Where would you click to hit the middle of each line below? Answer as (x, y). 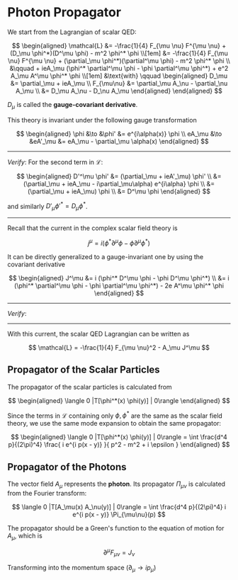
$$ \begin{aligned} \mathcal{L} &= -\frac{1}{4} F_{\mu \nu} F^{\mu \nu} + (119, 45)
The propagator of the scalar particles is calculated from (90, 387)
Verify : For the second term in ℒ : (55, 162)
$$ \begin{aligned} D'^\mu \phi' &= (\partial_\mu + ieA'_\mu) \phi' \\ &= (119, 176)
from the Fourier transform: (47, 493)
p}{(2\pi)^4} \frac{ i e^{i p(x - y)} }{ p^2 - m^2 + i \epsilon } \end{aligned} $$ (119, 445)
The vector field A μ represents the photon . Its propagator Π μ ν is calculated (116, 484)
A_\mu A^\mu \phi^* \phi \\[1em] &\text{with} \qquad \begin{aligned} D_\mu (119, 76)
